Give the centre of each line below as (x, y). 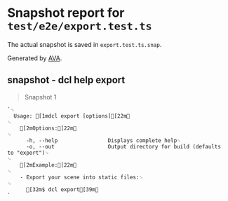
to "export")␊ (28, 153)
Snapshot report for (66, 13)
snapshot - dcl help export (66, 80)
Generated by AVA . (35, 58)
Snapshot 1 (40, 97)
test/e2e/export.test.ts (80, 26)
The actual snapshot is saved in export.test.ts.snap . (85, 44)
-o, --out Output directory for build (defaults (123, 146)
